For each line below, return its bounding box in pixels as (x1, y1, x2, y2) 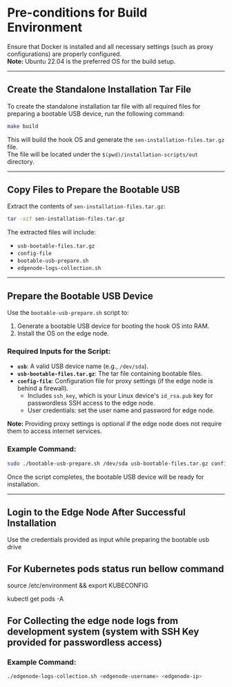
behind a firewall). (17, 384, 69, 392)
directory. (7, 157, 35, 165)
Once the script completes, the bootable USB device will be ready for (7, 473, 204, 481)
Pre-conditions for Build (7, 5, 148, 21)
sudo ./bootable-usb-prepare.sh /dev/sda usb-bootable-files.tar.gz (7, 460, 209, 467)
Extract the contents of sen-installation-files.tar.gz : (7, 202, 166, 210)
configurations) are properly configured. (7, 50, 122, 58)
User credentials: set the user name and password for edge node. (27, 406, 215, 414)
